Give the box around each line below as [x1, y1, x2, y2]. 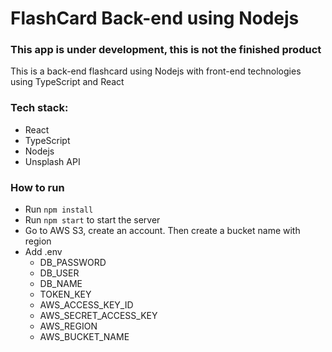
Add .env [24, 246, 63, 258]
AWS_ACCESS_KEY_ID [39, 299, 134, 311]
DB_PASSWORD [39, 257, 107, 269]
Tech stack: [10, 101, 69, 115]
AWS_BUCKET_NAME [39, 331, 130, 343]
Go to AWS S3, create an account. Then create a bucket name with [24, 225, 301, 237]
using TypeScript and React [10, 76, 125, 88]
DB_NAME [39, 278, 83, 290]
